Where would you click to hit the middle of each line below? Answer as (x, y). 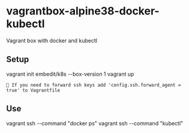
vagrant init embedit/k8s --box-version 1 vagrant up (70, 74)
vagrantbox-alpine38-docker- (83, 11)
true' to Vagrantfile (33, 90)
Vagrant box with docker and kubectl (52, 40)
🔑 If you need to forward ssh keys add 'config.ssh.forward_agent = (94, 85)
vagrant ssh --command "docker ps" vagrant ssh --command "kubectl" (95, 123)
